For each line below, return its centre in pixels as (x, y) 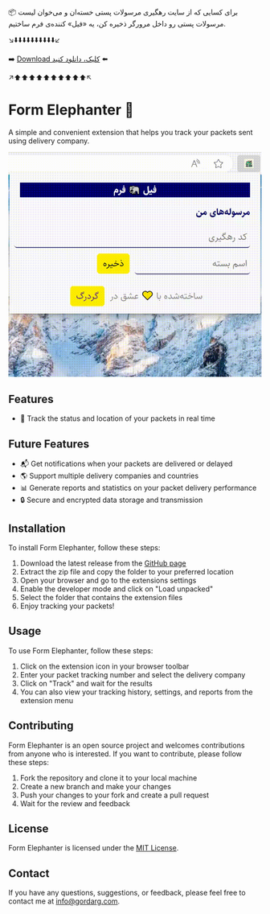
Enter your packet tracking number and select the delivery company (133, 674)
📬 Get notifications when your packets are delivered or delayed (126, 464)
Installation (37, 528)
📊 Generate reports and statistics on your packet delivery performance (138, 488)
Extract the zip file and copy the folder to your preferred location (127, 572)
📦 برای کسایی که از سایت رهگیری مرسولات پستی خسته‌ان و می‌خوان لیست (123, 12)
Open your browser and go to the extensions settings (108, 581)
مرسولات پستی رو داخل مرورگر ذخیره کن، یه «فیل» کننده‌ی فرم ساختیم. (117, 24)
